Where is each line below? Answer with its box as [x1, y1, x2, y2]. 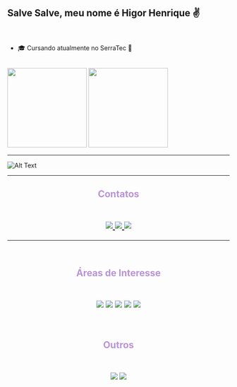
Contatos [97, 188, 140, 201]
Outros [103, 339, 134, 351]
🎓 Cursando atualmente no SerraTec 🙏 [17, 43, 133, 52]
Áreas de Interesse [76, 267, 161, 279]
